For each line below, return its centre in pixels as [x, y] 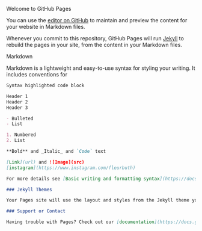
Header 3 [17, 108]
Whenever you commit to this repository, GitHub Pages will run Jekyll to [95, 38]
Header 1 [17, 96]
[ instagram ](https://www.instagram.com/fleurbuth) [71, 168]
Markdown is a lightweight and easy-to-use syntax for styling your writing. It [101, 68]
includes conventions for [37, 74]
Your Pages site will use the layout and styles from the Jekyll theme [98, 200]
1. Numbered [21, 135]
